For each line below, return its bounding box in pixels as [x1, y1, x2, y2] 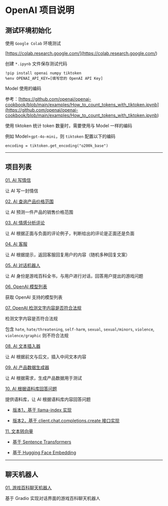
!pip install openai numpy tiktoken [5, 71, 81, 76]
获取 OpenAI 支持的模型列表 [5, 294, 63, 300]
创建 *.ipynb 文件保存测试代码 [5, 61, 67, 67]
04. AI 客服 [5, 241, 27, 247]
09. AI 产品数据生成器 [5, 364, 49, 370]
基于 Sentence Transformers [12, 439, 71, 445]
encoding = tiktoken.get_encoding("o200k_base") [5, 143, 108, 148]
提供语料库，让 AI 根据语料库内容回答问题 [5, 396, 91, 402]
